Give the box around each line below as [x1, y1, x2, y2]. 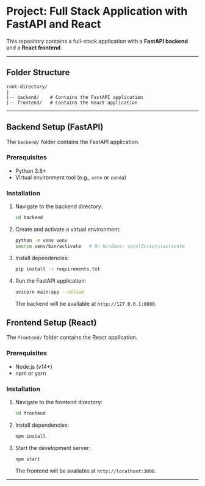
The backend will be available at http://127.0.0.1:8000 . [15, 300, 157, 307]
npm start [15, 456, 41, 462]
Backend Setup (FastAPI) [6, 122, 104, 132]
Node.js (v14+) [15, 363, 53, 370]
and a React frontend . [6, 44, 62, 51]
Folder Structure [6, 67, 70, 78]
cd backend [15, 215, 43, 221]
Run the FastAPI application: [15, 277, 87, 285]
